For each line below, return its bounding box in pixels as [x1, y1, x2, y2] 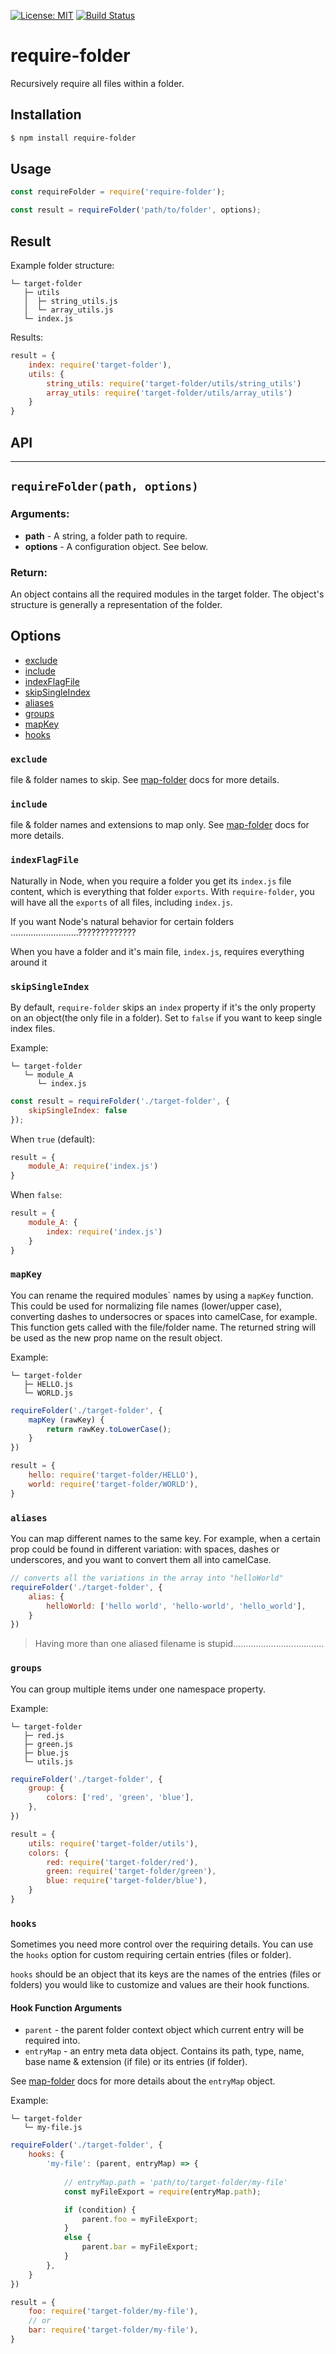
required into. [24, 2035, 81, 2047]
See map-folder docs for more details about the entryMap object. [10, 2075, 276, 2087]
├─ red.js [23, 1730, 65, 1740]
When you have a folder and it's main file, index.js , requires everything [10, 945, 305, 957]
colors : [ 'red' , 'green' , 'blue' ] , [46, 1793, 195, 1803]
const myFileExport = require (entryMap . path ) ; [63, 2186, 262, 2197]
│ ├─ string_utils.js [23, 296, 118, 306]
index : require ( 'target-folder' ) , [28, 360, 172, 370]
